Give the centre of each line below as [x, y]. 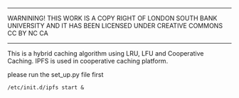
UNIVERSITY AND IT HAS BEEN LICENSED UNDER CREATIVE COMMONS [115, 26]
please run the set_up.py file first [55, 74]
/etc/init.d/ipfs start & [46, 87]
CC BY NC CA [28, 33]
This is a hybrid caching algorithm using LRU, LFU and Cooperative [106, 53]
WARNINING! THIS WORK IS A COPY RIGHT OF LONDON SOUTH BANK [112, 18]
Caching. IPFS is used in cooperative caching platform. [88, 61]
